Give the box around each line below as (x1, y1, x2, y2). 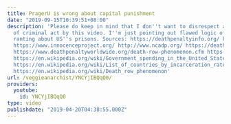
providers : (7, 81, 38, 87)
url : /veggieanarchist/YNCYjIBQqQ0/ (7, 74, 112, 81)
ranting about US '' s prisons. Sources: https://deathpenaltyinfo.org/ (13, 36, 220, 43)
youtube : (13, 87, 38, 94)
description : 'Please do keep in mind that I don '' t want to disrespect (7, 23, 220, 30)
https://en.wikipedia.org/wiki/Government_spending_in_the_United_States (13, 55, 229, 62)
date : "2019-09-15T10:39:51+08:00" (7, 17, 109, 23)
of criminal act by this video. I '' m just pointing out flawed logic (13, 29, 217, 37)
